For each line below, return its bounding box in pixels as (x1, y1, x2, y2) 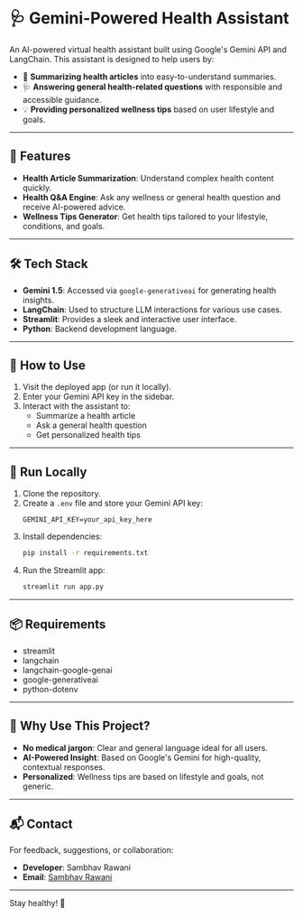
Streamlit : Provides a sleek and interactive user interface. (22, 313, 237, 324)
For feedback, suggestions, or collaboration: (9, 845, 174, 856)
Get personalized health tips (35, 430, 142, 440)
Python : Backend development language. (22, 323, 178, 334)
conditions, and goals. (22, 220, 106, 231)
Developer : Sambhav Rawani (22, 862, 131, 873)
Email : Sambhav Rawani (22, 872, 113, 883)
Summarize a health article (35, 411, 136, 421)
